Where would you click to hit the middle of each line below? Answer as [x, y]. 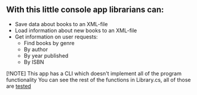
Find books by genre [49, 43]
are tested [19, 86]
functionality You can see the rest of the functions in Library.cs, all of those [98, 80]
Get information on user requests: [56, 37]
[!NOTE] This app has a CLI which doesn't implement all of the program [94, 73]
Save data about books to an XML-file [61, 24]
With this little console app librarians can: [85, 10]
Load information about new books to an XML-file [76, 30]
